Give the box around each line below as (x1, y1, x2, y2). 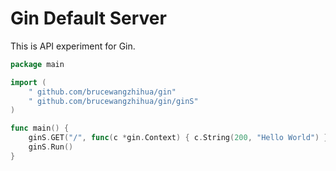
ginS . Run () (28, 142, 74, 152)
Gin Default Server (10, 7, 167, 30)
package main (10, 59, 65, 69)
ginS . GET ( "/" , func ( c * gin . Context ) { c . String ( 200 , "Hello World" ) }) (28, 133, 333, 143)
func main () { (10, 123, 70, 134)
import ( (10, 77, 47, 87)
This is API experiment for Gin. (10, 40, 136, 52)
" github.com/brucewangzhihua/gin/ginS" (28, 96, 199, 106)
